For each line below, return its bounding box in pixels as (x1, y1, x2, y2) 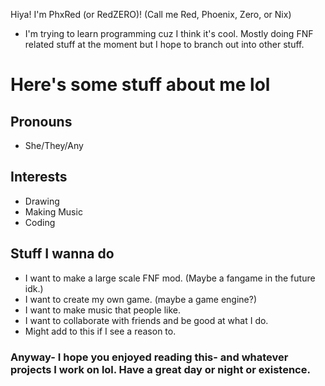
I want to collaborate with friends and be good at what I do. (24, 314, 269, 326)
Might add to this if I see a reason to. (24, 325, 177, 337)
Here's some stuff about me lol (10, 74, 271, 96)
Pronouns (10, 113, 73, 130)
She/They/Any (24, 140, 84, 151)
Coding (24, 216, 56, 228)
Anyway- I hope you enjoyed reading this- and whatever (10, 350, 289, 364)
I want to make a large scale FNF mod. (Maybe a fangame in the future (24, 272, 316, 284)
